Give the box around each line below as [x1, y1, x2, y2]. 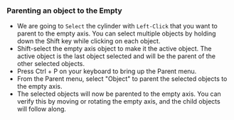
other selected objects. [16, 60, 85, 68]
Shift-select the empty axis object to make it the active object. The [16, 45, 212, 53]
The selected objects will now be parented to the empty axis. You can [16, 89, 221, 98]
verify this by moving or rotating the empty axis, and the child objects [16, 97, 221, 106]
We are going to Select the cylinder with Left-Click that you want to [16, 22, 218, 31]
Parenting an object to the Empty [6, 6, 122, 16]
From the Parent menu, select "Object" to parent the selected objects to [16, 75, 228, 83]
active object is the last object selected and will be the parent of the [16, 52, 216, 60]
